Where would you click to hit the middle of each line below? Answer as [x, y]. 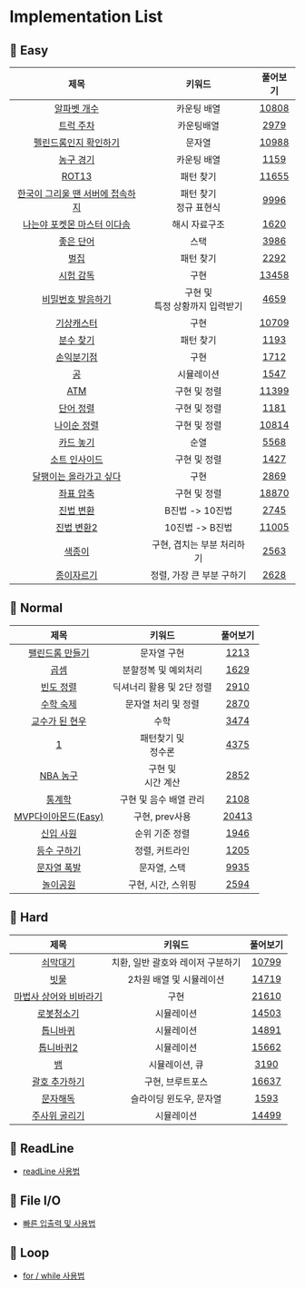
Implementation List [86, 17]
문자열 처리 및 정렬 [162, 704]
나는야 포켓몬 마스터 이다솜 [77, 224]
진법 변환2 [77, 527]
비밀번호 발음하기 [77, 299]
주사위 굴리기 [58, 1115]
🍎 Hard [29, 918]
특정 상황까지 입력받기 [198, 306]
